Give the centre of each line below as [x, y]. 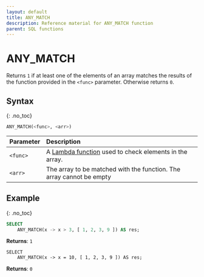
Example [23, 199]
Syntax [20, 101]
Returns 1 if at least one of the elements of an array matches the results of [99, 76]
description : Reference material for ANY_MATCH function [80, 23]
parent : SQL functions [35, 29]
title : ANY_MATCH [28, 18]
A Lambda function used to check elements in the [117, 152]
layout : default [27, 12]
